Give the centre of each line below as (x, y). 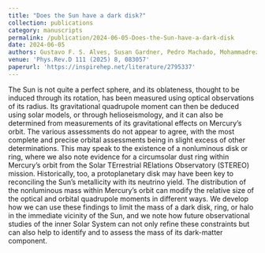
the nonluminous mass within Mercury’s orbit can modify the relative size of (131, 190)
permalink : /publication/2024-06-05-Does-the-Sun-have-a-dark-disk (121, 38)
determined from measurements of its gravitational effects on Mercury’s (125, 123)
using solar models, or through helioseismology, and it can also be (116, 115)
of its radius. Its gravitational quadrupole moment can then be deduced (123, 106)
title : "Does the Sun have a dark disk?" (77, 15)
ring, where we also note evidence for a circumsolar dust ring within (119, 157)
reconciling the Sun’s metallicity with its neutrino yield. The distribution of (127, 182)
